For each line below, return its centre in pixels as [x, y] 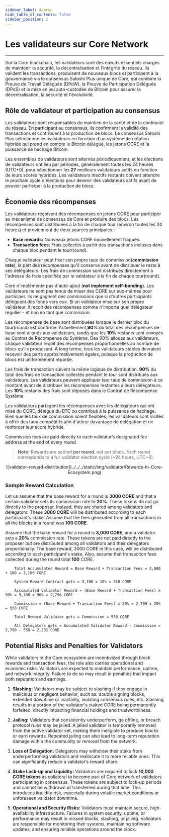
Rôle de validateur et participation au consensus [82, 110]
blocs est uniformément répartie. [39, 359]
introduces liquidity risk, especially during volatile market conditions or [86, 793]
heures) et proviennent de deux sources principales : [60, 230]
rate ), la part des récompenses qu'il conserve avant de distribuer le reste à [83, 265]
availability [24, 813]
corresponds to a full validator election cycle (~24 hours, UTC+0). [86, 457]
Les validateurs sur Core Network [77, 44]
